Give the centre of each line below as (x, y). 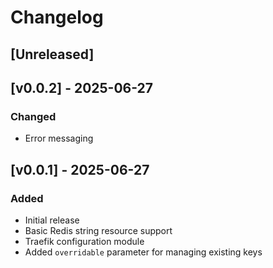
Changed (33, 116)
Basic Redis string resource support (98, 230)
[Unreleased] (52, 54)
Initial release (52, 220)
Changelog (57, 17)
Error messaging (59, 138)
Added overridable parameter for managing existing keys (143, 252)
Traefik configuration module (84, 241)
